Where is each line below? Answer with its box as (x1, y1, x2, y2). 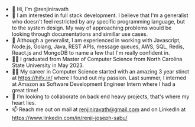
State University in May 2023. (11, 62, 84, 69)
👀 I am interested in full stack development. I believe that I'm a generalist (11, 12, 188, 19)
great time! (11, 87, 38, 93)
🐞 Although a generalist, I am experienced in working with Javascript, (11, 37, 181, 44)
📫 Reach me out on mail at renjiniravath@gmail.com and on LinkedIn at (11, 106, 186, 113)
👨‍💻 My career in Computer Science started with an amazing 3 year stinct (11, 68, 190, 75)
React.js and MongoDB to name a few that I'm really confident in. (11, 49, 170, 56)
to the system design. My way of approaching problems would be (11, 24, 172, 31)
